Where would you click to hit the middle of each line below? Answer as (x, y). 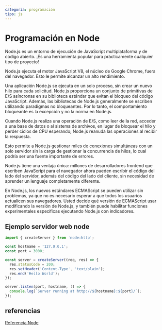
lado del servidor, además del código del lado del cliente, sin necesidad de (80, 176)
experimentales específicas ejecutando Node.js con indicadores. (70, 211)
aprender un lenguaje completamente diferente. (53, 181)
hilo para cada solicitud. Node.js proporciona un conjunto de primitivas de (79, 91)
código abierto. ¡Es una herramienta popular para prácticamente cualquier (79, 57)
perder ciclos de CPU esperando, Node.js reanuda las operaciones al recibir (81, 131)
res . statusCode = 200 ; (32, 264)
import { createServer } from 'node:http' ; (50, 238)
